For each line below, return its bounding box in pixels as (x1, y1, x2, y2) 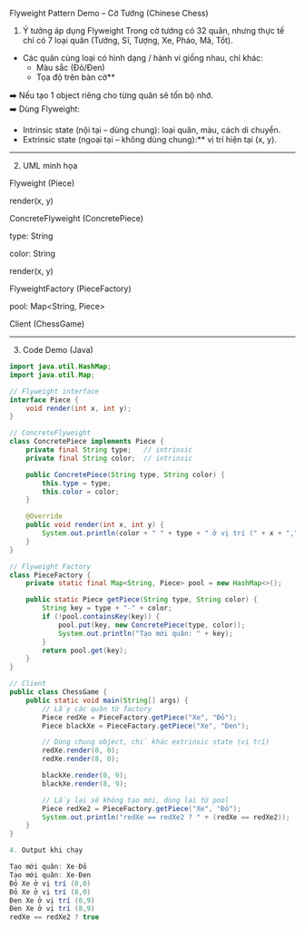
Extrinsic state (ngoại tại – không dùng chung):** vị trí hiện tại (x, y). (22, 134, 277, 144)
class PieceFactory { (9, 571, 92, 580)
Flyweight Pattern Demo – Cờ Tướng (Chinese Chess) (9, 8, 209, 18)
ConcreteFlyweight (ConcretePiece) (9, 213, 143, 223)
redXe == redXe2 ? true (9, 913, 100, 922)
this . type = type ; (42, 478, 112, 488)
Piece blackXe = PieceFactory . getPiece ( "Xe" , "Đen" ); (42, 721, 250, 730)
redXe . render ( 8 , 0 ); (42, 755, 120, 764)
